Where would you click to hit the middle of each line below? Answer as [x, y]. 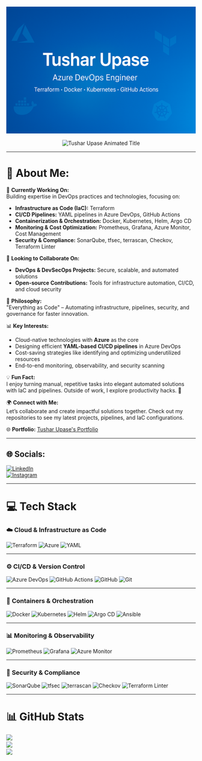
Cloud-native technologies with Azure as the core [77, 339]
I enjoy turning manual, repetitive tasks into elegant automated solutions [95, 384]
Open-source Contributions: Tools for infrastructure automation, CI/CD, [104, 283]
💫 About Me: [38, 173]
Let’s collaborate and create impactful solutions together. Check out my [95, 411]
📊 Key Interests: [28, 326]
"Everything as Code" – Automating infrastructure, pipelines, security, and [98, 307]
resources [27, 359]
